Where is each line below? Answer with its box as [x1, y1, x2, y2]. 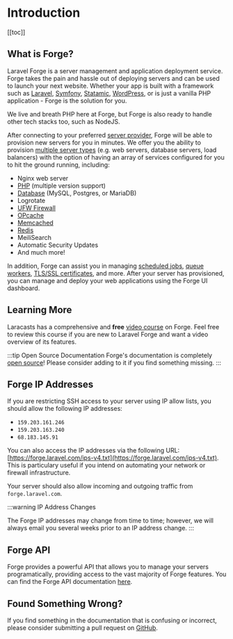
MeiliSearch [17, 233, 52, 241]
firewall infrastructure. [7, 469, 71, 477]
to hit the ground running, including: [7, 160, 110, 169]
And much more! [17, 248, 65, 256]
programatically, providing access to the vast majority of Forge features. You [7, 570, 227, 578]
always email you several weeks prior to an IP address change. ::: [7, 524, 195, 532]
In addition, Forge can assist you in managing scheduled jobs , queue [7, 262, 204, 270]
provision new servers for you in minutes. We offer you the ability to [7, 138, 202, 146]
